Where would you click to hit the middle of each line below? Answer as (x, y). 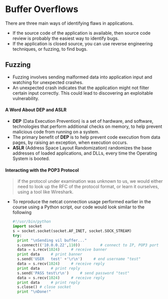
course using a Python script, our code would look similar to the (78, 207)
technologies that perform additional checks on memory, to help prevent (87, 126)
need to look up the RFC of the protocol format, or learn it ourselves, (88, 187)
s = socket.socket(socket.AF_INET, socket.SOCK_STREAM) (72, 231)
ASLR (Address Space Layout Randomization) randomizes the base (82, 147)
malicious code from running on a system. (56, 131)
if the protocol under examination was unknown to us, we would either (90, 181)
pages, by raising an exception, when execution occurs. (70, 142)
